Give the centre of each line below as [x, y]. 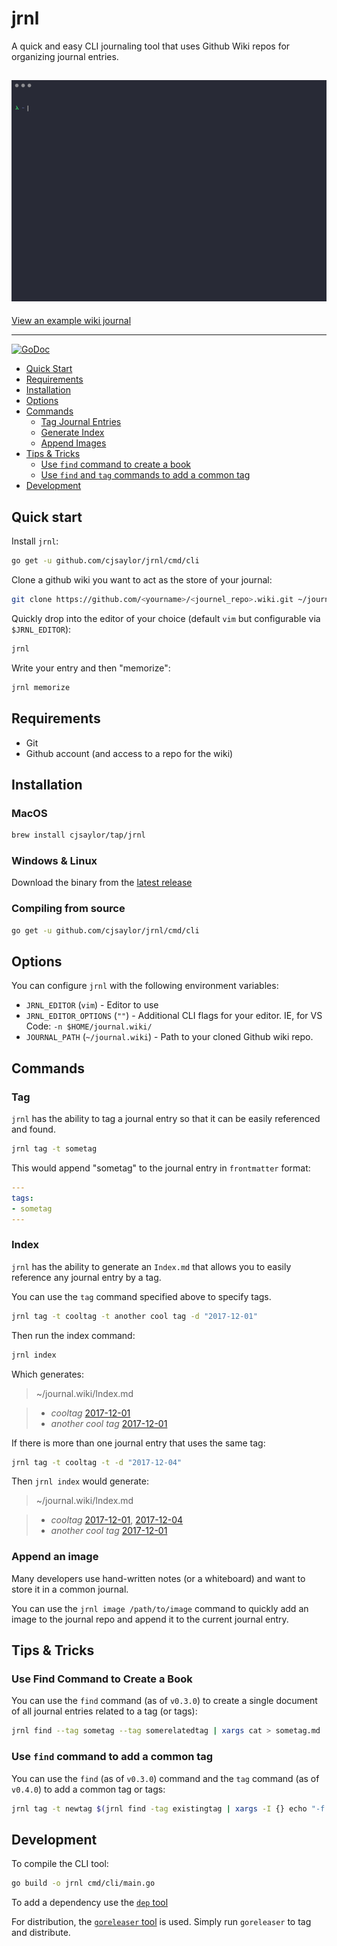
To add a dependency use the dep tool [90, 1903]
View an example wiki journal [71, 321]
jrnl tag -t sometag [54, 1149]
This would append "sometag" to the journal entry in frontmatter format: [161, 1168]
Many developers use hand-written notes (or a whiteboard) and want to [158, 1578]
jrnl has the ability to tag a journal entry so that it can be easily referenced [166, 1119]
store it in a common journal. [70, 1589]
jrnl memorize [41, 687]
